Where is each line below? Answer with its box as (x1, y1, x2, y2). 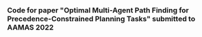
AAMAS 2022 (7, 23, 54, 32)
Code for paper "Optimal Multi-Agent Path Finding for (7, 5, 190, 15)
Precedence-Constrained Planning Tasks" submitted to (7, 14, 196, 23)
